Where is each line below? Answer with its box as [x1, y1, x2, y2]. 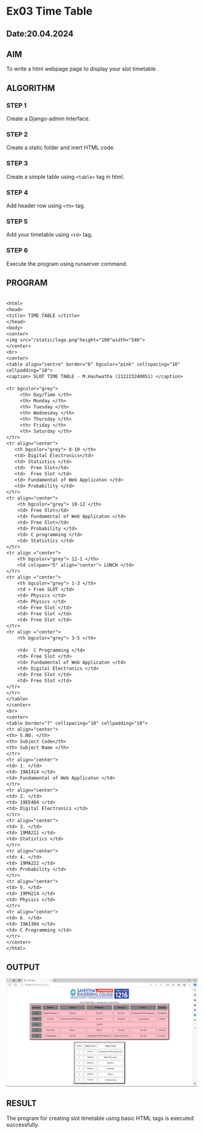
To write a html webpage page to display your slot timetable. [6, 65, 158, 72]
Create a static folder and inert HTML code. [6, 144, 115, 151]
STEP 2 [6, 130, 29, 138]
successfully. [6, 1121, 39, 1128]
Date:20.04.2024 [6, 29, 74, 39]
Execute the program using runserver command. [6, 260, 127, 267]
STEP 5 [6, 217, 29, 226]
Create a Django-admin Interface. [6, 115, 90, 122]
